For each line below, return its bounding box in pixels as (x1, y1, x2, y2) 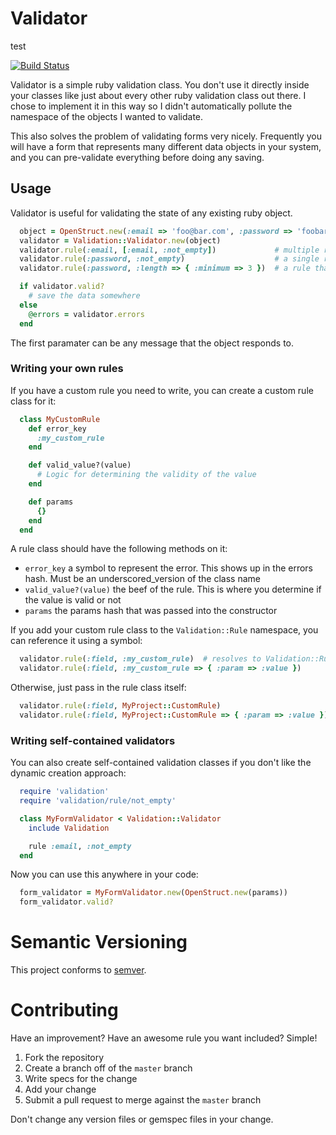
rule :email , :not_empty (28, 841, 132, 851)
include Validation (28, 823, 110, 833)
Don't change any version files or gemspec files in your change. (10, 1113, 274, 1126)
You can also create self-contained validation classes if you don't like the (10, 757, 312, 769)
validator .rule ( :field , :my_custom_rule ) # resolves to (19, 654, 262, 664)
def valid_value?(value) (28, 460, 132, 471)
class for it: (10, 395, 57, 407)
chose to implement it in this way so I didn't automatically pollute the (10, 100, 293, 112)
